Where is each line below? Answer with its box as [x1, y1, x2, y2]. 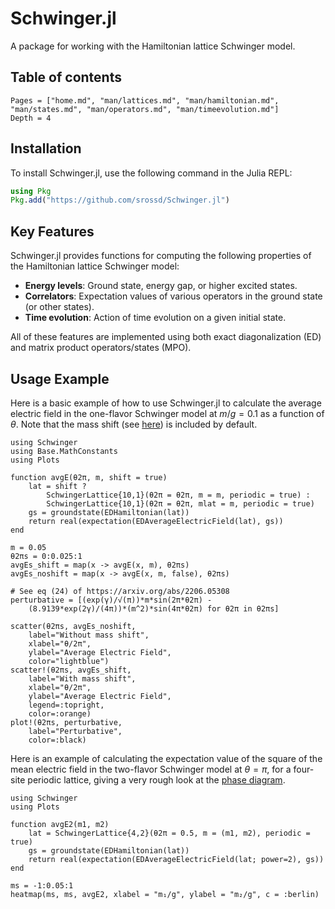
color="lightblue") [28, 656, 110, 666]
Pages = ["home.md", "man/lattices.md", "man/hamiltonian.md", [10, 95, 280, 106]
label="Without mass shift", [28, 630, 150, 640]
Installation [10, 140, 82, 157]
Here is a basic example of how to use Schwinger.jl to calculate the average [10, 397, 322, 409]
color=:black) [28, 735, 87, 745]
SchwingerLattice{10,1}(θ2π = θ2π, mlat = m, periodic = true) [46, 498, 315, 509]
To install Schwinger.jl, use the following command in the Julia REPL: [10, 167, 293, 179]
